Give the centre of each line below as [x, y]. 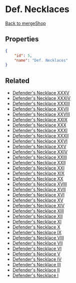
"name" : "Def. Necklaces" [41, 60]
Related [17, 81]
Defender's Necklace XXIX [40, 120]
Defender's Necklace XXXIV [41, 98]
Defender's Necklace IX [37, 232]
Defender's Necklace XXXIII [41, 104]
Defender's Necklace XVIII [40, 184]
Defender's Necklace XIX [38, 173]
